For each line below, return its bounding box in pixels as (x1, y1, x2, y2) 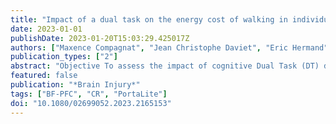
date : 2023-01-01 (10, 24, 83, 34)
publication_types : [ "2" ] (10, 52, 118, 62)
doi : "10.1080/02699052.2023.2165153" (10, 98, 172, 108)
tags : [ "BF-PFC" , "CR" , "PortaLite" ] (10, 89, 168, 99)
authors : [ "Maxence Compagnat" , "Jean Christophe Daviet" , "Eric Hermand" (10, 42, 329, 53)
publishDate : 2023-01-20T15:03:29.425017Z (10, 33, 190, 43)
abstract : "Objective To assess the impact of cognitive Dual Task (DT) (10, 61, 320, 71)
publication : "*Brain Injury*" (10, 80, 141, 90)
